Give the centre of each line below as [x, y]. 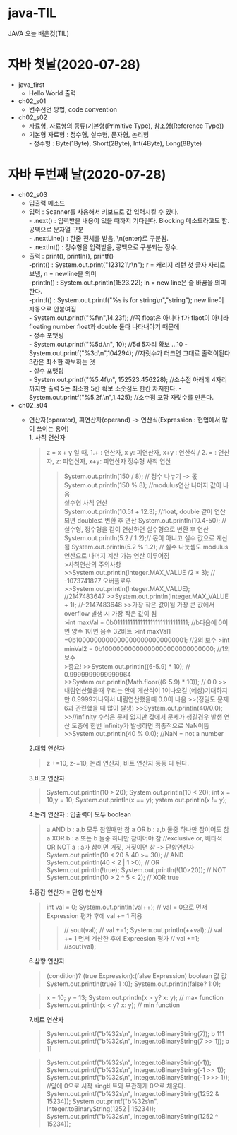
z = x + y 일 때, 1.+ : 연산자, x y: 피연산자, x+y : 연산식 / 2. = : [132, 452]
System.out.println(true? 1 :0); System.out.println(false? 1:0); [134, 984]
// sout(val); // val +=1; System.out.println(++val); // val [143, 929]
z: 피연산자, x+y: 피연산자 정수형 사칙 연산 [114, 461]
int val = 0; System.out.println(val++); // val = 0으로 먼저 [127, 907]
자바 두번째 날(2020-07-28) [87, 175]
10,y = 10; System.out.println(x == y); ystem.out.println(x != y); [137, 800]
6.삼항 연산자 [47, 961]
